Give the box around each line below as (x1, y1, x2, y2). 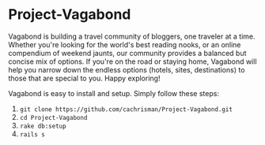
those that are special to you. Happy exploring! (8, 73, 161, 83)
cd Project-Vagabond (19, 113, 88, 121)
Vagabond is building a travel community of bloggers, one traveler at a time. (8, 32, 256, 41)
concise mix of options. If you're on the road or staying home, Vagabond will (8, 57, 257, 66)
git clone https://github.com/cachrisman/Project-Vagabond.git (19, 105, 233, 113)
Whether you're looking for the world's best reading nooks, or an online (8, 39, 241, 49)
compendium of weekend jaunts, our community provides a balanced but (8, 48, 247, 58)
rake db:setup (19, 122, 66, 130)
